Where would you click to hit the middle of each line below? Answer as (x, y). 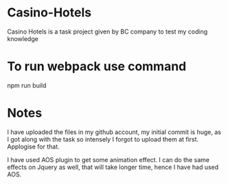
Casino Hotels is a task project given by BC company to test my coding (107, 31)
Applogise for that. (33, 146)
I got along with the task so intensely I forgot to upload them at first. (103, 139)
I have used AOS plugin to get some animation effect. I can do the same (109, 159)
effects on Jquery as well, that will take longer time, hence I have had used (113, 167)
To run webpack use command (97, 67)
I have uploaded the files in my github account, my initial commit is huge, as (114, 132)
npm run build (27, 85)
